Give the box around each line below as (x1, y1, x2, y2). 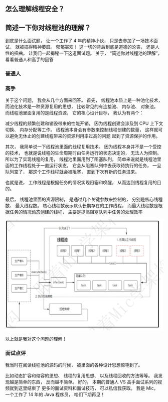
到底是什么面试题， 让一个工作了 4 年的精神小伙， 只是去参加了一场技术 (5, 38, 154, 44)
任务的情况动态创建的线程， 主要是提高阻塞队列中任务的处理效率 (9, 209, 143, 215)
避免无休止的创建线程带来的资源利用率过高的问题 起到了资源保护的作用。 (9, 133, 160, 139)
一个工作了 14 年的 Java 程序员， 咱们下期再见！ (5, 391, 105, 397)
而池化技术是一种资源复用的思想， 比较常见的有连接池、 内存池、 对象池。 (5, 103, 158, 109)
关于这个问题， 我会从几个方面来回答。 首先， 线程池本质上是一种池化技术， (5, 97, 163, 103)
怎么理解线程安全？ (5, 5, 65, 14)
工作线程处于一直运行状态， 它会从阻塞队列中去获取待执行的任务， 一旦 (14, 163, 161, 169)
